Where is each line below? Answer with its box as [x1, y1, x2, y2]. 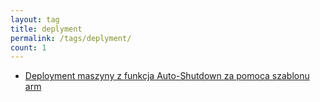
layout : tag [10, 14, 60, 25]
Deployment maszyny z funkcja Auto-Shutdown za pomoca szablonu [24, 70, 310, 82]
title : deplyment [10, 24, 83, 34]
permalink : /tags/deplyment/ [10, 33, 132, 43]
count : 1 [10, 42, 47, 53]
